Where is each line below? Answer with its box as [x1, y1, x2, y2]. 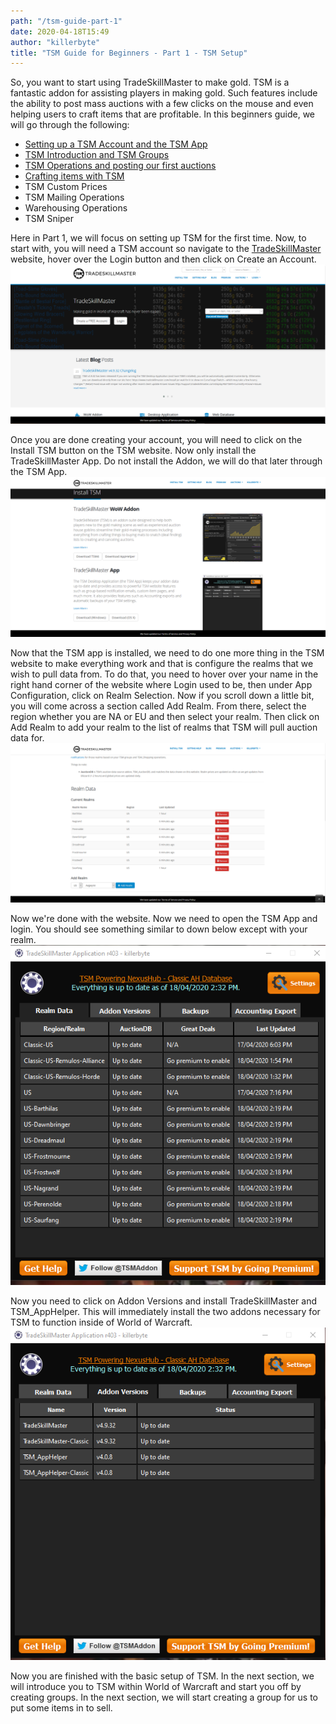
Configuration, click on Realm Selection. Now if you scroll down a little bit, [10, 689, 315, 701]
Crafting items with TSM [24, 170, 125, 182]
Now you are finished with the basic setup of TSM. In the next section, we [10, 1670, 315, 1682]
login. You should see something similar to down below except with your [10, 923, 308, 935]
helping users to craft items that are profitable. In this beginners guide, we [10, 108, 316, 120]
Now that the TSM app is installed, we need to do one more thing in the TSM [10, 646, 325, 659]
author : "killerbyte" [10, 37, 101, 47]
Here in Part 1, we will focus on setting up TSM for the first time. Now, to [10, 232, 307, 244]
